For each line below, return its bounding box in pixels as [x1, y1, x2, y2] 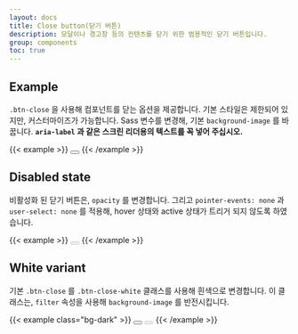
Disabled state [9, 170, 92, 185]
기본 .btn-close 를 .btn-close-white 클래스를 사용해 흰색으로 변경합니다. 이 [9, 285, 277, 296]
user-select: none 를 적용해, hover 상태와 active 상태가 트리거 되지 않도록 [9, 206, 271, 216]
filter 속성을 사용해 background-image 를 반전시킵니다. [35, 296, 230, 307]
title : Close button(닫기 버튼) [9, 21, 122, 30]
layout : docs [9, 12, 58, 22]
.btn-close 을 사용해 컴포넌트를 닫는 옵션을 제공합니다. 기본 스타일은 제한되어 [9, 103, 279, 114]
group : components [9, 37, 77, 47]
